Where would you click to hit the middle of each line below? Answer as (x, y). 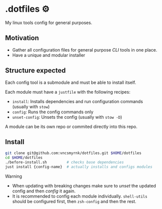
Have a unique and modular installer (49, 55)
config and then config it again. (44, 191)
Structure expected (36, 70)
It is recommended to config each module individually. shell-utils (80, 196)
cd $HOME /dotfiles (24, 158)
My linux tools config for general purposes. (49, 23)
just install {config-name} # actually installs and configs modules (79, 167)
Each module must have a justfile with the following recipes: (68, 92)
